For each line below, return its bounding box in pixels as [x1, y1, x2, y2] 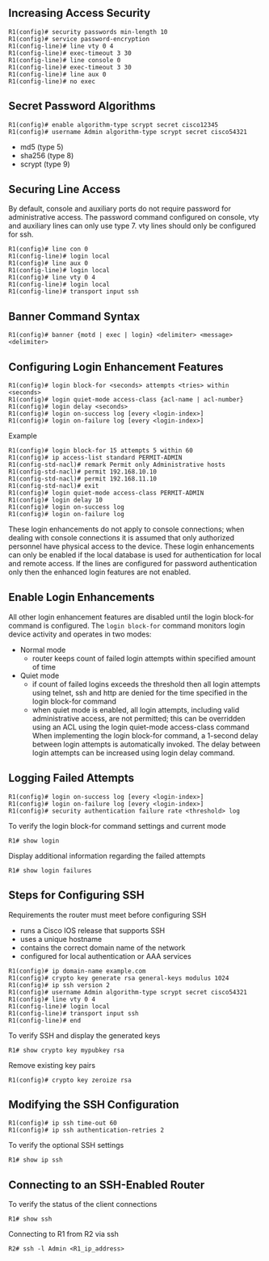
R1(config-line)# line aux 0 [8, 70, 107, 78]
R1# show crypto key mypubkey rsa [8, 1046, 125, 1054]
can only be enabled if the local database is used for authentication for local [8, 550, 262, 560]
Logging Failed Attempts [8, 771, 135, 785]
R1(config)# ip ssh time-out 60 [8, 1119, 117, 1128]
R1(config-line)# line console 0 [8, 56, 121, 64]
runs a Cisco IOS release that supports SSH [19, 925, 166, 935]
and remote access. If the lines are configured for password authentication [8, 559, 257, 569]
